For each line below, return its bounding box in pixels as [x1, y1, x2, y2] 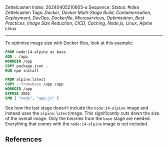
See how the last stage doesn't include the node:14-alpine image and [5, 104, 148, 110]
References [5, 135, 42, 144]
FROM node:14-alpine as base [5, 49, 66, 54]
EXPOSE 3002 [5, 91, 30, 96]
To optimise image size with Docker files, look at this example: [5, 40, 133, 45]
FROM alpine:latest [5, 77, 46, 82]
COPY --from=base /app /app [5, 82, 64, 87]
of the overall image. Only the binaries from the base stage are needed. [5, 115, 151, 121]
